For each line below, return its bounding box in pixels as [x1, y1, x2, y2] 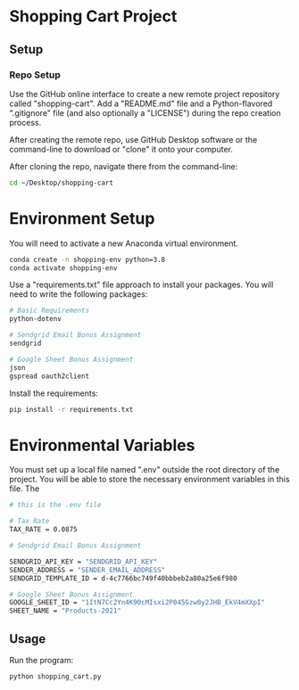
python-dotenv [9, 315, 62, 324]
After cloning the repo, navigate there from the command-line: [9, 160, 238, 171]
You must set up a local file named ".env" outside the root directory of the [9, 464, 280, 475]
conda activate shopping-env [9, 263, 118, 273]
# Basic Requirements [9, 306, 90, 316]
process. [9, 117, 42, 127]
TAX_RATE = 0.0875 [9, 525, 78, 534]
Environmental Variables [9, 435, 195, 456]
